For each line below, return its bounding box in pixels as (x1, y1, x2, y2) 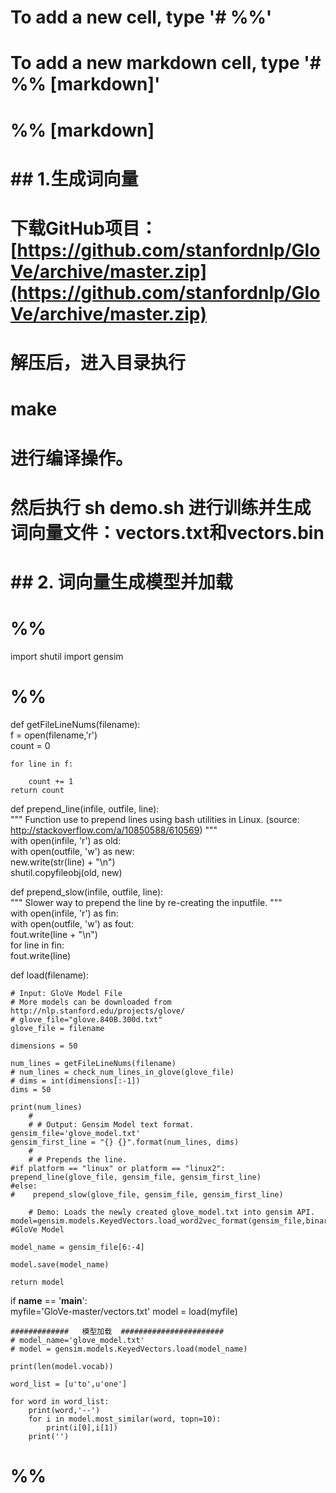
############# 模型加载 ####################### (10, 1326, 225, 1336)
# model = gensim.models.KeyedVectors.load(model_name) (10, 1344, 248, 1354)
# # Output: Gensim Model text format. (28, 1119, 195, 1130)
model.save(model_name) (10, 1259, 110, 1270)
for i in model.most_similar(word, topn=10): (28, 1414, 222, 1424)
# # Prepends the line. (28, 1154, 128, 1165)
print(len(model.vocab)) (10, 1361, 114, 1371)
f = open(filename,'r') (10, 729, 98, 741)
